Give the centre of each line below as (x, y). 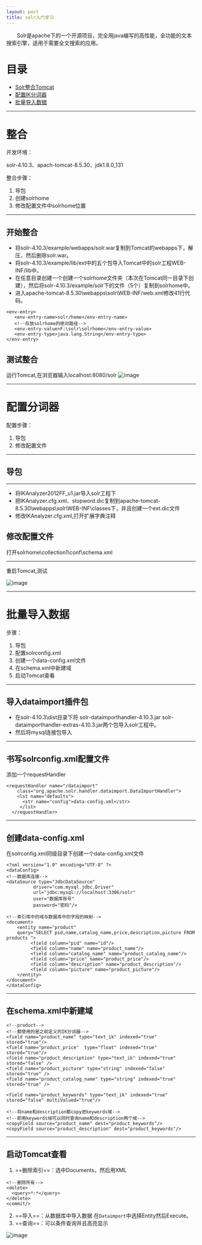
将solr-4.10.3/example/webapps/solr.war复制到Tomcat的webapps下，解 (104, 248)
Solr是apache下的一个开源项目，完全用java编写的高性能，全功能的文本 (105, 35)
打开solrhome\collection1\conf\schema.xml (60, 552)
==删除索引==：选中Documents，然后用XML (71, 1170)
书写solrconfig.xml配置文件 (58, 759)
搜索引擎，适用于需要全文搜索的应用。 (54, 43)
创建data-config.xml (45, 838)
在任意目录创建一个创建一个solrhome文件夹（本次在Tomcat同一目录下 (102, 278)
